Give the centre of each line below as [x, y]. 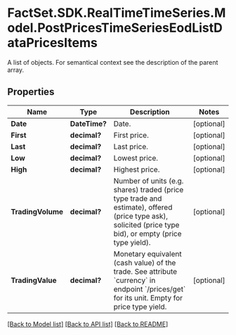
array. [16, 70]
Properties [31, 92]
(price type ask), [141, 216]
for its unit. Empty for [148, 298]
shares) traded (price [149, 189]
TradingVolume [37, 211]
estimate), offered [143, 207]
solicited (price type [146, 225]
